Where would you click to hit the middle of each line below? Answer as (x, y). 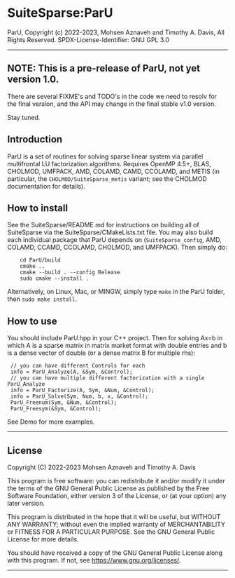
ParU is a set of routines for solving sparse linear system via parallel (105, 156)
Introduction (35, 139)
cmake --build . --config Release (70, 273)
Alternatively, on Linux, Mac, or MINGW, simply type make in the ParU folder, (116, 292)
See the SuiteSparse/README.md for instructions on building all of (103, 225)
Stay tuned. (24, 117)
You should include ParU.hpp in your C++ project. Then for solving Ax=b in (115, 338)
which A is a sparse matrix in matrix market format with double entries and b (117, 346)
